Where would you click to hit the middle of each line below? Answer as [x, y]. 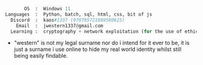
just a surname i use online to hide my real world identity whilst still [98, 49]
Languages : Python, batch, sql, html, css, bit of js [79, 14]
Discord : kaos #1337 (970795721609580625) [68, 20]
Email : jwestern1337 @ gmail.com [60, 26]
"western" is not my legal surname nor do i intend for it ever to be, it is [102, 43]
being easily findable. [41, 56]
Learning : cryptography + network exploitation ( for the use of [96, 31]
